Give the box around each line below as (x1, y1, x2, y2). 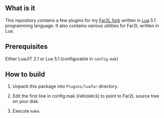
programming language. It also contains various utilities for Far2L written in (5, 22, 160, 28)
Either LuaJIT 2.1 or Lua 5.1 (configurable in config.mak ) (5, 55, 119, 61)
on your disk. (12, 98, 39, 104)
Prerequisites (5, 42, 48, 51)
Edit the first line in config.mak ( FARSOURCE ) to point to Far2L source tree (12, 93, 160, 99)
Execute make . (12, 108, 41, 114)
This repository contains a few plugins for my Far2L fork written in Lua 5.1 (5, 17, 156, 23)
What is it (5, 4, 35, 12)
